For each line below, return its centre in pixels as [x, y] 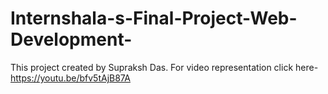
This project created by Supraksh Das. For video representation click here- [164, 67]
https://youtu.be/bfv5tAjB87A [70, 78]
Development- [71, 39]
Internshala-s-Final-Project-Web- [154, 18]
